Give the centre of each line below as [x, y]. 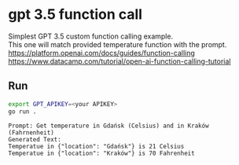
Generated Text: [35, 139]
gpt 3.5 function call [75, 15]
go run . [22, 112]
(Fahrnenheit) [31, 132]
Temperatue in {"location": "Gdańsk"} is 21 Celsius [96, 146]
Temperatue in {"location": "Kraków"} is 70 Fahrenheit [101, 153]
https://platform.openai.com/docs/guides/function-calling [101, 53]
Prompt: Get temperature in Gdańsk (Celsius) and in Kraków [109, 126]
